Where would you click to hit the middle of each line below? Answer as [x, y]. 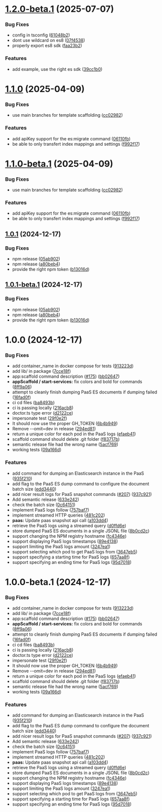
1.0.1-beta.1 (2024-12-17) [44, 285]
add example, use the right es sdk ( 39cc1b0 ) [57, 69]
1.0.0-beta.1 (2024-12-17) [58, 582]
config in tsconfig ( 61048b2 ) [41, 35]
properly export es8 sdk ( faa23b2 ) [47, 46]
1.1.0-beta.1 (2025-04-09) [59, 164]
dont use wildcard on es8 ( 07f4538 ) [49, 40]
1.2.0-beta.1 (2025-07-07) [60, 9]
